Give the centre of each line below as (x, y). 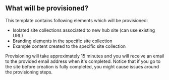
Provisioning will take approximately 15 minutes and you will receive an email (85, 56)
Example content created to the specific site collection (69, 46)
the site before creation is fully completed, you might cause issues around (82, 66)
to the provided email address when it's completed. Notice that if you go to (83, 61)
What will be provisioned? (47, 8)
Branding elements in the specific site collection (62, 41)
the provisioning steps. (29, 72)
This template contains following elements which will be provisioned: (77, 20)
